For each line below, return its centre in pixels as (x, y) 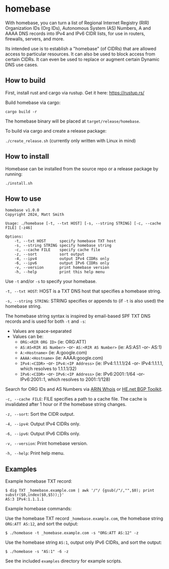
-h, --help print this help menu (60, 272)
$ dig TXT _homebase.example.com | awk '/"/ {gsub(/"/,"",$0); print (80, 491)
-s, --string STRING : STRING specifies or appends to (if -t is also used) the (84, 301)
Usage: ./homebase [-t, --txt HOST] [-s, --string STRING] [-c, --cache (83, 223)
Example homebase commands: (39, 509)
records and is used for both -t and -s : (46, 321)
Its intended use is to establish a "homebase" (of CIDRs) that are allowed (81, 48)
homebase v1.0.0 (22, 210)
